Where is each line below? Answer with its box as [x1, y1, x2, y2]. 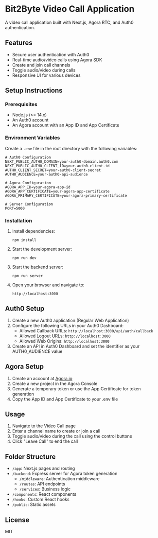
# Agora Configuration [5, 180, 51, 185]
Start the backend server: [12, 264, 64, 270]
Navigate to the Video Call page [12, 423, 76, 429]
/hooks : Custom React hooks [12, 497, 70, 503]
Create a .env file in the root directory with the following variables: [5, 145, 138, 151]
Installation [5, 217, 33, 224]
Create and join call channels [12, 62, 70, 68]
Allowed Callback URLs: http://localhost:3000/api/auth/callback [19, 328, 154, 333]
